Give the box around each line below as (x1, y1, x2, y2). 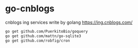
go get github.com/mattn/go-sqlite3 (5, 33, 81, 39)
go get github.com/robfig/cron (5, 38, 70, 43)
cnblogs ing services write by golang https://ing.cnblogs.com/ (5, 19, 133, 25)
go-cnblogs (5, 3, 55, 14)
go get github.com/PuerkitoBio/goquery (5, 29, 88, 34)
